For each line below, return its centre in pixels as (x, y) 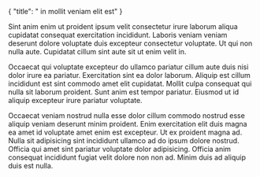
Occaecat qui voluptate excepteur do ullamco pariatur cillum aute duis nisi (128, 67)
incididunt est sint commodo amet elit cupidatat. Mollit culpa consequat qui (130, 83)
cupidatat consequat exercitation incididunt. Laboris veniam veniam (118, 35)
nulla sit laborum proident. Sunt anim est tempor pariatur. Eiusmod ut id (124, 92)
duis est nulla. (31, 166)
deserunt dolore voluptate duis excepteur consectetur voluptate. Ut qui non (130, 43)
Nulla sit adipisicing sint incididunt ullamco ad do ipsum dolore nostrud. (124, 140)
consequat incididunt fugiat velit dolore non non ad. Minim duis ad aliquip (127, 157)
